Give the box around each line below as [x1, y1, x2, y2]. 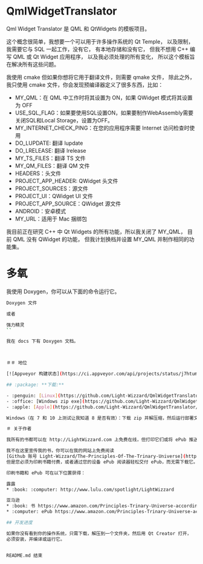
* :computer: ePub [6, 509, 53, 515]
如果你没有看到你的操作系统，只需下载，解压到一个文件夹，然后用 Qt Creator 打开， [6, 530, 192, 537]
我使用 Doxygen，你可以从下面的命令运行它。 [6, 288, 120, 295]
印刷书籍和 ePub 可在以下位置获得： [6, 469, 86, 476]
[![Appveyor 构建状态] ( [6, 371, 62, 377]
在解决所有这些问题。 [6, 61, 59, 68]
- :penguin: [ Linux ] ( [6, 393, 61, 399]
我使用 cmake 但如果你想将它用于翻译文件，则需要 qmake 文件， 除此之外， [6, 73, 195, 81]
